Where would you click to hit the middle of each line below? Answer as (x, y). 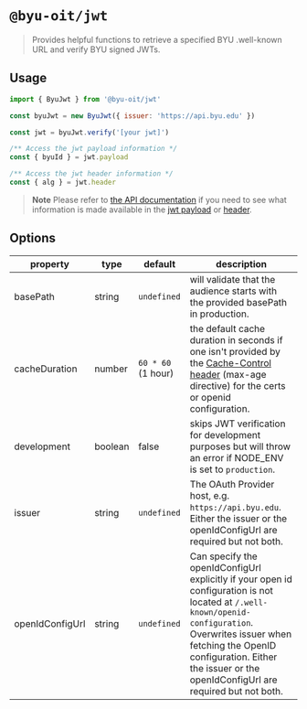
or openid (210, 397)
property (50, 263)
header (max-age (228, 374)
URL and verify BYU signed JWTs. (96, 49)
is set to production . (233, 469)
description (242, 263)
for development (225, 435)
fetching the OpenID (233, 645)
